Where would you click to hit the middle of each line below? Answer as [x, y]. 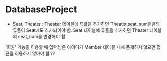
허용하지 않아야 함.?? [35, 53]
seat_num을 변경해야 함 [42, 36]
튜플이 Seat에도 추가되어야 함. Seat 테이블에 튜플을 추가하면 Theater [80, 30]
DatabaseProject [41, 9]
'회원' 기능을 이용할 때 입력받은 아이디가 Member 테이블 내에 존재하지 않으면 [80, 47]
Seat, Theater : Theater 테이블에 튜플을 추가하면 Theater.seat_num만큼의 [86, 24]
